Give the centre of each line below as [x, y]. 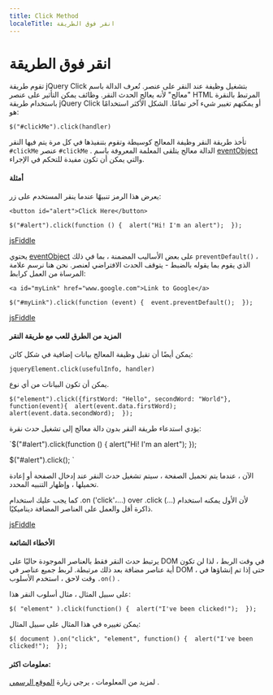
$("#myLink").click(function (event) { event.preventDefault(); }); [131, 302]
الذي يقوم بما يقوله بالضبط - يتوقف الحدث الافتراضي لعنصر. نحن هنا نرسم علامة [130, 264]
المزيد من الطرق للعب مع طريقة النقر [65, 336]
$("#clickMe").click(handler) [61, 127]
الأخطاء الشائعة [32, 543]
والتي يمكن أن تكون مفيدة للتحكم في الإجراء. [77, 159]
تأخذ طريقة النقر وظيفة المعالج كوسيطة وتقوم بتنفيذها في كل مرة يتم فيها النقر [128, 142]
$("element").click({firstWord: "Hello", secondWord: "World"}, [120, 399]
